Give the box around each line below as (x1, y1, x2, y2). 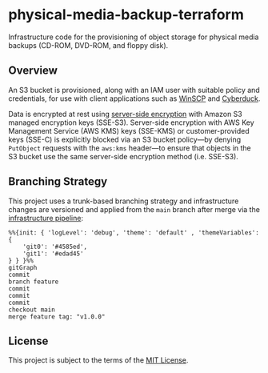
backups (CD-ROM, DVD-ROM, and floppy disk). (8, 40, 169, 50)
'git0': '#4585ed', (22, 243, 88, 251)
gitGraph (8, 263, 38, 271)
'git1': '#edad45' (22, 250, 84, 258)
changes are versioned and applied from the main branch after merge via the (8, 204, 260, 214)
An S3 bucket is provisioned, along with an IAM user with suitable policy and (8, 85, 260, 94)
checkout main (8, 306, 56, 314)
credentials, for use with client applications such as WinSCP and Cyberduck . (8, 94, 261, 103)
